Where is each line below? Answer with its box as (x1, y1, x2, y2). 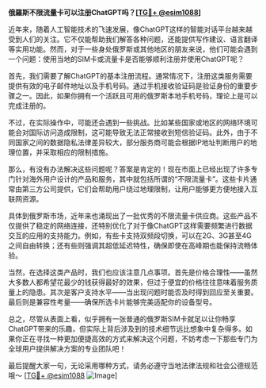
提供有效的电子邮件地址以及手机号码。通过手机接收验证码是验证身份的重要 (8, 81, 251, 90)
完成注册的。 (8, 101, 50, 110)
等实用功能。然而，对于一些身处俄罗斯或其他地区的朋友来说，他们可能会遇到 (8, 44, 258, 54)
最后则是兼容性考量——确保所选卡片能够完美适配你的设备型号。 (8, 298, 216, 306)
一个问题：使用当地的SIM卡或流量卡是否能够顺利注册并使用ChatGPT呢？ (8, 55, 245, 63)
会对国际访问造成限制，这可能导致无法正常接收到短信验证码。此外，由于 (14, 128, 251, 137)
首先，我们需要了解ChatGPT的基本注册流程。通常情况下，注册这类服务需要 (8, 71, 253, 80)
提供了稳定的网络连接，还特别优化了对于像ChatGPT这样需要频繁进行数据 (14, 221, 253, 230)
